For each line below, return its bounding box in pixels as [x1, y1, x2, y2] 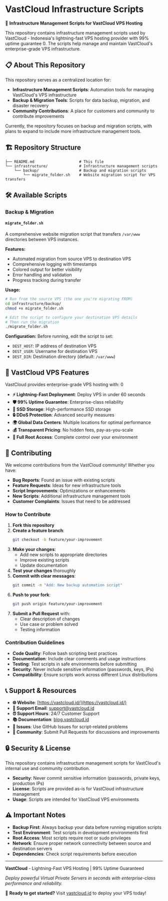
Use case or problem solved [19, 621, 78, 627]
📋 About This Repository [5, 61, 85, 70]
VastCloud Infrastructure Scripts [5, 4, 144, 15]
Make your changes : [12, 547, 56, 553]
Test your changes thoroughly [12, 568, 76, 574]
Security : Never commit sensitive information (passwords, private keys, [12, 775, 161, 781]
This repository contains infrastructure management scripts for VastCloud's [5, 760, 161, 766]
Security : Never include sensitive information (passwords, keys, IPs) [12, 666, 154, 672]
